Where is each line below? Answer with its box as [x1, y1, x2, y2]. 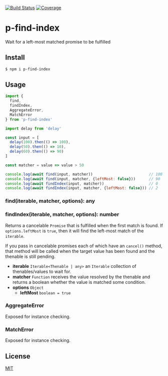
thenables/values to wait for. [12, 268, 71, 274]
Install [5, 53, 25, 62]
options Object [12, 284, 44, 290]
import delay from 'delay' [5, 126, 62, 131]
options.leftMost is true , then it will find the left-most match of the [5, 228, 144, 234]
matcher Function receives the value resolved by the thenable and [12, 273, 150, 280]
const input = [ [5, 135, 39, 140]
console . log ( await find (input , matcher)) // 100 [5, 172, 163, 177]
